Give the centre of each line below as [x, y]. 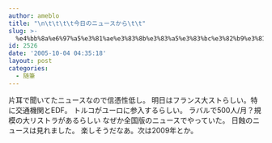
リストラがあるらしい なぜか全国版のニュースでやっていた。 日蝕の [141, 120]
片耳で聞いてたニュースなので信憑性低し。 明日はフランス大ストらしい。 [130, 100]
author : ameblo [34, 16]
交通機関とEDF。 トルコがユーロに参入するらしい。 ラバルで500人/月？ [135, 110]
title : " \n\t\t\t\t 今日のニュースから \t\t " [77, 23]
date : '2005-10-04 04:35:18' [57, 53]
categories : [28, 69]
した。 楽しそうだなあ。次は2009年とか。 [128, 130]
